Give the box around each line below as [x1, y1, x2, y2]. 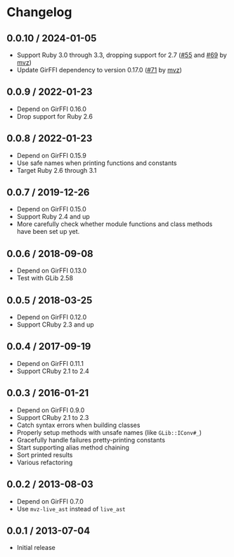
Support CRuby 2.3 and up [16, 320, 94, 329]
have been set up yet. [16, 228, 80, 236]
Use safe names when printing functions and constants [16, 159, 177, 167]
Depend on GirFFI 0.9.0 [16, 405, 85, 414]
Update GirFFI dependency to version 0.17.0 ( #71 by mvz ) [16, 66, 182, 74]
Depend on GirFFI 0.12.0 [16, 313, 87, 322]
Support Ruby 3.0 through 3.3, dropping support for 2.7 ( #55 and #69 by [16, 51, 228, 59]
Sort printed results [16, 450, 73, 459]
